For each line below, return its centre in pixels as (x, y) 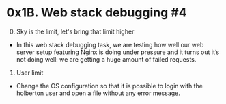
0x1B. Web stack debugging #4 (97, 13)
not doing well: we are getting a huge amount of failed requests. (106, 59)
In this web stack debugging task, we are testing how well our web (110, 44)
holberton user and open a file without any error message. (98, 93)
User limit (30, 73)
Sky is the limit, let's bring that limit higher (75, 31)
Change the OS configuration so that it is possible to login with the (109, 86)
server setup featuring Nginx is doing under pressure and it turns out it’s (118, 52)
